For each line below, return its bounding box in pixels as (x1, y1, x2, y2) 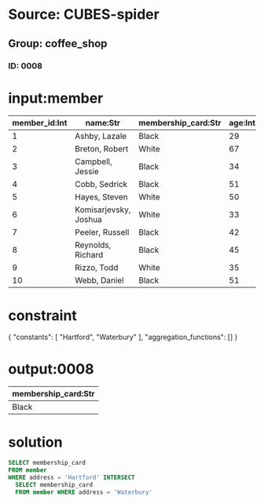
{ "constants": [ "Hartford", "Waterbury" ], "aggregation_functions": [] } (8, 332, 238, 342)
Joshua (74, 214, 102, 225)
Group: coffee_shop (8, 37, 108, 50)
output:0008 (8, 360, 94, 378)
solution (8, 433, 63, 451)
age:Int (229, 118, 256, 129)
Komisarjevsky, (74, 204, 131, 215)
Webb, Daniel (74, 275, 124, 286)
